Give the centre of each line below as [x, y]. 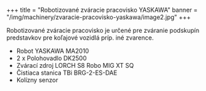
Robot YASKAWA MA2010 [53, 51]
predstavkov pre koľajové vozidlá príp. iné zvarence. [80, 38]
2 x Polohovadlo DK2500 [51, 58]
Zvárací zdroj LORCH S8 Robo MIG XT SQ [75, 65]
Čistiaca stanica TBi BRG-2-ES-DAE [67, 73]
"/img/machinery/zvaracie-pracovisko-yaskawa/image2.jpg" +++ [99, 17]
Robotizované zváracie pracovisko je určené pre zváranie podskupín [103, 30]
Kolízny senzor [37, 80]
